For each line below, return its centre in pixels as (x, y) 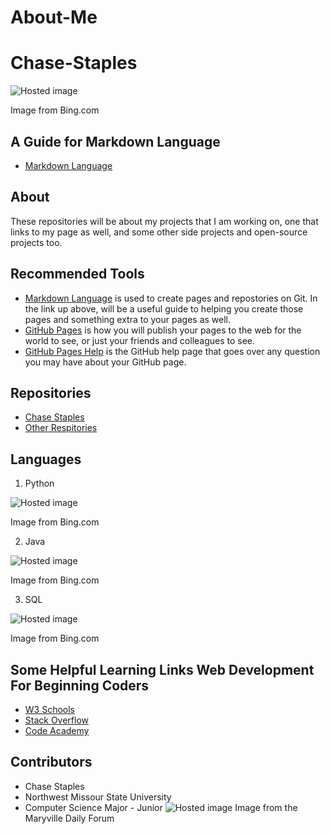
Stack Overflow (57, 720)
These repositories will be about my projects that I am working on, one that (164, 221)
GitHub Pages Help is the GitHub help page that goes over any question (172, 351)
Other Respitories (61, 428)
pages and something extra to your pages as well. (128, 319)
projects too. (36, 242)
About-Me (54, 17)
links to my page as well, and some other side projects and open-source (159, 232)
